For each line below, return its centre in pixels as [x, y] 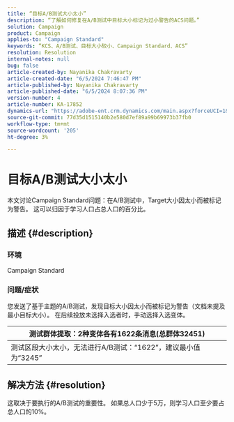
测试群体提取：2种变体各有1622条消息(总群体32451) [117, 334]
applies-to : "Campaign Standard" [56, 40]
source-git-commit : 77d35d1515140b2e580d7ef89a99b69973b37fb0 [99, 117]
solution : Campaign [36, 27]
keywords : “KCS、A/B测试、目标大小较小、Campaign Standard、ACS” [97, 46]
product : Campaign [34, 33]
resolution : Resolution [42, 53]
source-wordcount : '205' [43, 130]
